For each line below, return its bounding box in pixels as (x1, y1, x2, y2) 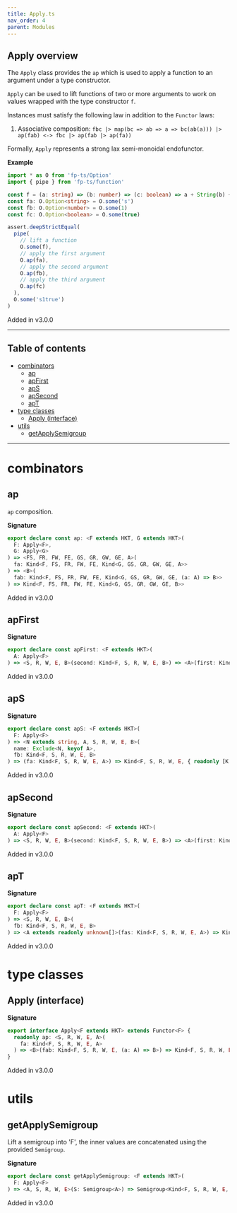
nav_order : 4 (7, 17, 46, 24)
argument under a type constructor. (7, 76, 111, 85)
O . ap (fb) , (20, 269, 49, 277)
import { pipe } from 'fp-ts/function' (7, 178, 125, 186)
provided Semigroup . (7, 1145, 66, 1154)
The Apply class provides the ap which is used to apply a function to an (7, 69, 213, 77)
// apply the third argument (20, 277, 106, 284)
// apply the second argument (20, 263, 109, 270)
